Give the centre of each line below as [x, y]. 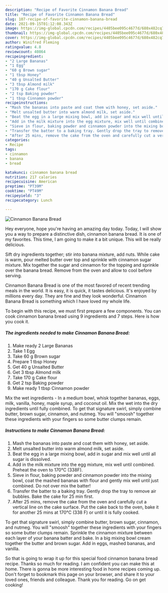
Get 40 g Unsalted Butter [38, 367]
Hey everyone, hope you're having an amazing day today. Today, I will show [83, 229]
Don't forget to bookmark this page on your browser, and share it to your [80, 574]
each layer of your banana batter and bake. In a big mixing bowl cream [78, 538]
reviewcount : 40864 [25, 52]
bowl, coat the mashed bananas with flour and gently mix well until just [85, 480]
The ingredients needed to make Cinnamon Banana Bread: [67, 333]
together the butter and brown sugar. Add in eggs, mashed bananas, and [80, 543]
